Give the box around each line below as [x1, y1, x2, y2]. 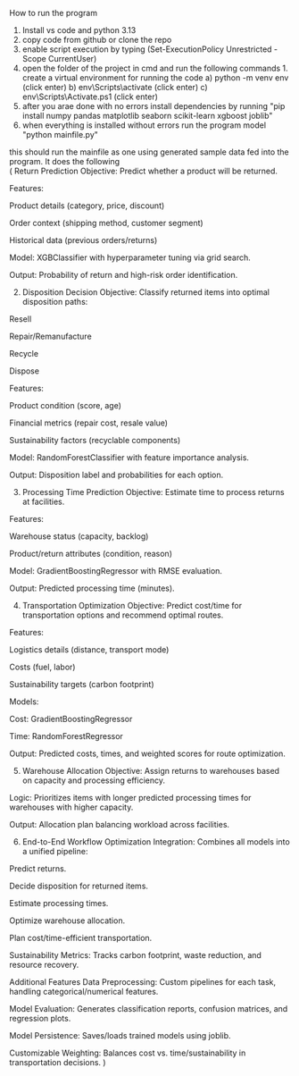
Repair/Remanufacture [9, 331, 92, 341]
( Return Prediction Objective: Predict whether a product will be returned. [9, 165, 278, 176]
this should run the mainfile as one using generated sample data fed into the [9, 147, 289, 157]
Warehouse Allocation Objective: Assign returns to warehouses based [21, 766, 279, 776]
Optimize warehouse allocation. [9, 915, 126, 926]
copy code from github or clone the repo [21, 35, 172, 45]
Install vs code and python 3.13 [21, 25, 137, 35]
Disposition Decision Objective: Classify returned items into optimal [21, 287, 270, 298]
